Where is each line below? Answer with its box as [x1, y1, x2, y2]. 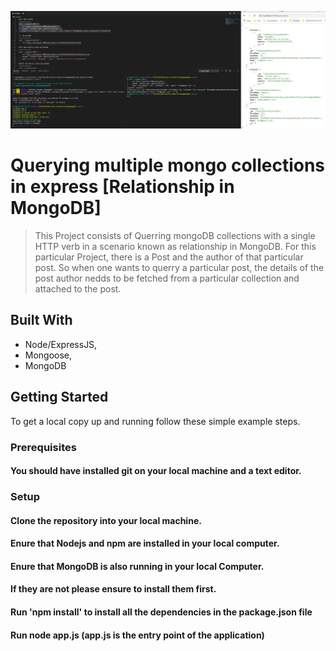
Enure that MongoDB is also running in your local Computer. [10, 560, 265, 572]
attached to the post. [34, 282, 122, 295]
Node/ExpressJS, [24, 338, 98, 350]
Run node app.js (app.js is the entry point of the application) [10, 629, 265, 641]
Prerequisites [10, 440, 77, 454]
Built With [10, 312, 73, 329]
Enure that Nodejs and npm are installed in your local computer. [10, 537, 280, 550]
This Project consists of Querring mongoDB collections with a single [34, 229, 316, 241]
